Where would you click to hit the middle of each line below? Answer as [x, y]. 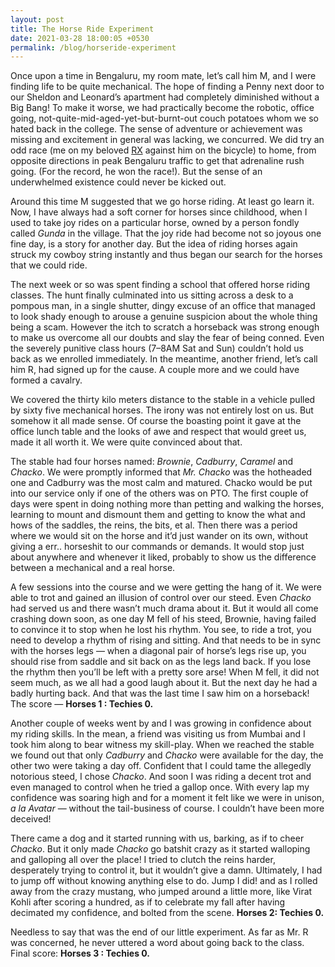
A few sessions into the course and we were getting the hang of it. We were [166, 587]
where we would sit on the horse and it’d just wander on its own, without [159, 536]
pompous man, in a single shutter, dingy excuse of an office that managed [163, 306]
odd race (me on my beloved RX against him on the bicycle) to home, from [163, 150]
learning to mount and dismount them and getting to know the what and [158, 515]
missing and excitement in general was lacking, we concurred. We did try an [167, 140]
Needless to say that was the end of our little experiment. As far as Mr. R [159, 932]
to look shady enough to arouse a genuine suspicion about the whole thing [164, 317]
